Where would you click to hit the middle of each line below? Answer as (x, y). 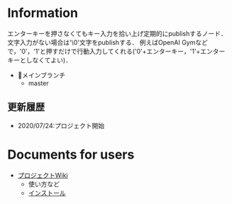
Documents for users (71, 154)
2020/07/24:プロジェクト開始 (61, 125)
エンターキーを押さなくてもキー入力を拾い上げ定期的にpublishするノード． (117, 33)
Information (43, 13)
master (38, 83)
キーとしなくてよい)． (40, 60)
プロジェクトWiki (43, 175)
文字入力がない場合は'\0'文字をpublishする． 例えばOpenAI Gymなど (107, 42)
